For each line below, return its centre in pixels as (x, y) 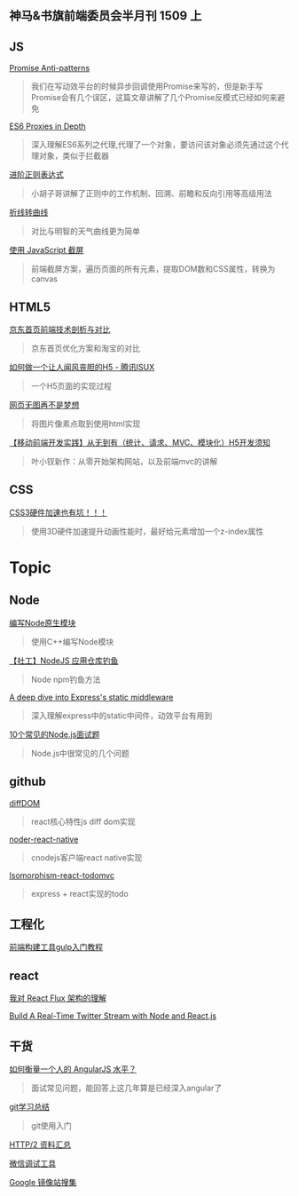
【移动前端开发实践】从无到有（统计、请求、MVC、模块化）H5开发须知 (140, 443)
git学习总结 (30, 1107)
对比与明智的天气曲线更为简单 (85, 231)
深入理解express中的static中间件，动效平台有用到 (122, 715)
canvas (44, 279)
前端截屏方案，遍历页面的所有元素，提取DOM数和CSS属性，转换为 (153, 269)
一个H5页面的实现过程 (71, 386)
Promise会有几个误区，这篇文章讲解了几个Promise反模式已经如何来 (154, 98)
